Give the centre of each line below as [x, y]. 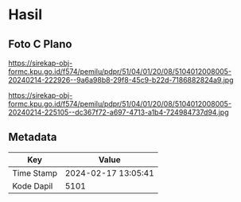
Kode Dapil [33, 186]
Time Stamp [35, 173]
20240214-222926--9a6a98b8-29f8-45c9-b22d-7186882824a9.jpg [121, 80]
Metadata [33, 137]
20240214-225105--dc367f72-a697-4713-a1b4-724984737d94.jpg [119, 112]
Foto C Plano [40, 44]
